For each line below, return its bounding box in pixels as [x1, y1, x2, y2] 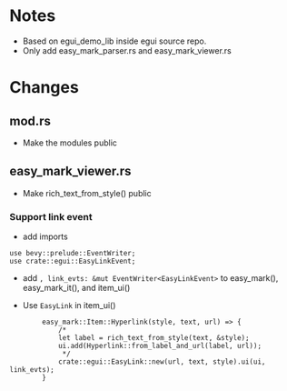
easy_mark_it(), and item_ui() [22, 283, 131, 294]
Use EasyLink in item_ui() [22, 300, 116, 311]
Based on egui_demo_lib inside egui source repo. [22, 35, 207, 46]
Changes [9, 77, 79, 98]
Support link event [9, 210, 93, 223]
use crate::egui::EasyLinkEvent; [9, 256, 136, 266]
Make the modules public [22, 137, 118, 148]
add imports [22, 231, 68, 242]
